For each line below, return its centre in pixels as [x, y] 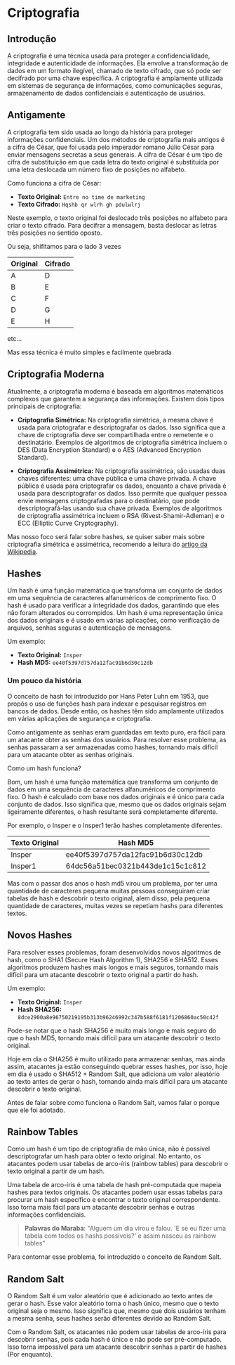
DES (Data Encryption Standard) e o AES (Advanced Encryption [109, 449]
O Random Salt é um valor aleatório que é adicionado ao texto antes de [110, 1296]
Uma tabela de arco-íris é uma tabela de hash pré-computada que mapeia [114, 1185]
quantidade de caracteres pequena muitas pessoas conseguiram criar [109, 891]
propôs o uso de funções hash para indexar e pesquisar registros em [107, 704]
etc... [15, 338]
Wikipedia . [22, 551]
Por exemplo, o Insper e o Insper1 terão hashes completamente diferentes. [115, 825]
